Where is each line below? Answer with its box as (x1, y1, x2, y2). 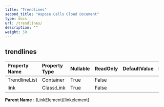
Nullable (70, 65, 90, 72)
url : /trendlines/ (5, 20, 42, 26)
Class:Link (41, 84, 66, 91)
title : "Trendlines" (5, 7, 47, 12)
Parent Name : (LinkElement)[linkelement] (5, 97, 90, 103)
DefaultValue (123, 65, 154, 72)
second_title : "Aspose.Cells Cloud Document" (5, 12, 99, 17)
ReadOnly (94, 65, 118, 72)
